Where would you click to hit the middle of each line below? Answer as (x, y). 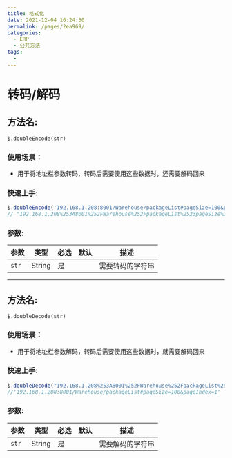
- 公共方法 (27, 46)
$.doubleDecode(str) (37, 317)
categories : (24, 33)
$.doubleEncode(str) (37, 139)
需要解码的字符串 (127, 444)
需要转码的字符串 (127, 266)
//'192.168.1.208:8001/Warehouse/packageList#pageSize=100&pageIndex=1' (114, 392)
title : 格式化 (26, 13)
